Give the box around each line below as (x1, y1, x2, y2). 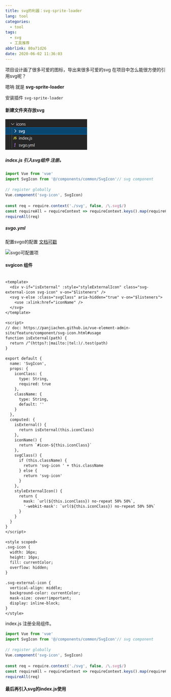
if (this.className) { (18, 458, 67, 463)
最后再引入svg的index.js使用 (5, 686, 66, 692)
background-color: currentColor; (10, 590, 81, 596)
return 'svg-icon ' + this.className (23, 463, 103, 468)
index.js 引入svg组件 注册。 (5, 157, 64, 163)
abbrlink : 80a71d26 (5, 46, 47, 51)
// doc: (5, 325, 22, 330)
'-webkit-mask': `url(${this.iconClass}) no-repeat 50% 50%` (23, 504, 156, 509)
